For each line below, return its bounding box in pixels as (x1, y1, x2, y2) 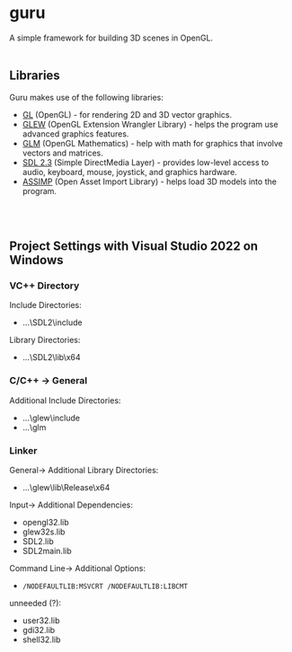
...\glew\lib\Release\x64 (22, 482, 111, 493)
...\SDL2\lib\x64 (22, 352, 81, 363)
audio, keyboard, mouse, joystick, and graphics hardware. (22, 166, 238, 177)
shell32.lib (22, 634, 61, 645)
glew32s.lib (22, 526, 66, 537)
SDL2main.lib (22, 546, 72, 557)
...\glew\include (22, 412, 81, 423)
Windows (9, 252, 64, 268)
